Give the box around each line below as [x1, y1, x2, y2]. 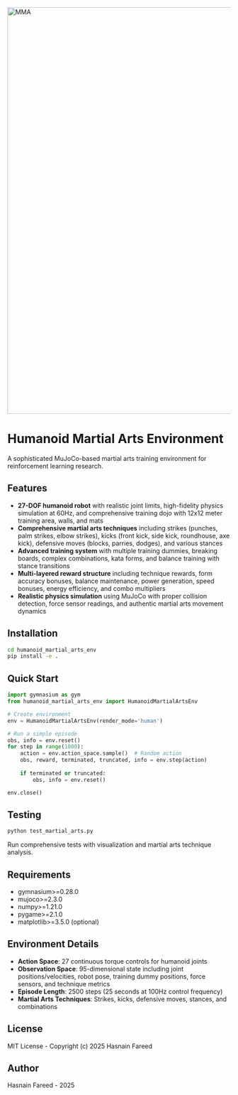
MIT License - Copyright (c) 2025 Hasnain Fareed [7, 1042, 153, 1050]
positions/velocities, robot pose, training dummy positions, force [17, 972, 206, 981]
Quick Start [7, 672, 59, 685]
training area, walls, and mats [17, 516, 104, 525]
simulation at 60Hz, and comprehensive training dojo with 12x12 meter [17, 508, 223, 517]
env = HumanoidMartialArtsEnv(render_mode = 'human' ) [7, 717, 163, 724]
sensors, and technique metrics [17, 979, 110, 988]
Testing [7, 809, 42, 821]
